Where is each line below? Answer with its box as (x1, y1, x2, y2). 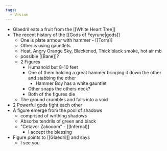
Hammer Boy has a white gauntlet (35, 80, 107, 86)
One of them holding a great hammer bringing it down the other (28, 69, 162, 75)
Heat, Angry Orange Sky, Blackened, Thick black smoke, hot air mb (20, 48, 162, 54)
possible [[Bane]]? (20, 53, 59, 59)
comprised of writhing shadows (20, 112, 87, 118)
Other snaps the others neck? (28, 85, 90, 92)
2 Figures (20, 58, 41, 65)
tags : (5, 7, 17, 13)
